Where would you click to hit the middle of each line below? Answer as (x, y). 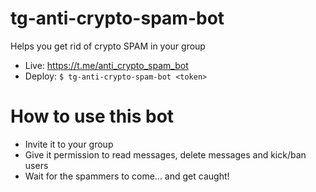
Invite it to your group (69, 144)
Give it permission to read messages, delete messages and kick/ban (165, 154)
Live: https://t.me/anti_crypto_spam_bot (106, 65)
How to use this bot (92, 116)
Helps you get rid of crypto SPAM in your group (108, 46)
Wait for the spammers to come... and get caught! (127, 176)
